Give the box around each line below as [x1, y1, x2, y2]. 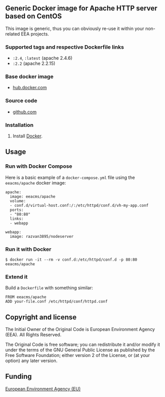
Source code [5, 97, 38, 104]
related [5, 30, 20, 37]
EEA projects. [21, 30, 49, 37]
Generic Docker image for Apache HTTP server [5, 4, 157, 13]
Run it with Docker [5, 245, 52, 252]
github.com [12, 109, 37, 115]
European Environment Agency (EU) [5, 385, 81, 392]
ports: [10, 207, 24, 212]
